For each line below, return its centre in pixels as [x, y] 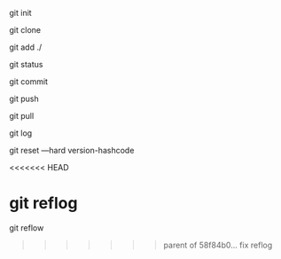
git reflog [43, 204]
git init [21, 13]
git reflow [27, 228]
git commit [29, 82]
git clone [25, 30]
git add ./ [26, 47]
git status [26, 64]
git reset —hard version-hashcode [72, 150]
